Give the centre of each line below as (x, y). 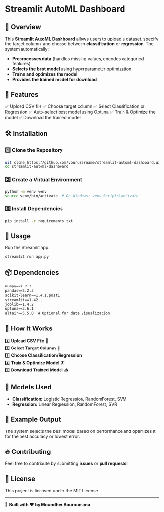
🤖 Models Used (29, 387)
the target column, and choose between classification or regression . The (79, 44)
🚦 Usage (18, 236)
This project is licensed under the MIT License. (52, 491)
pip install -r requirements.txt (39, 221)
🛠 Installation (26, 133)
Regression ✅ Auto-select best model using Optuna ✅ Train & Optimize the (80, 112)
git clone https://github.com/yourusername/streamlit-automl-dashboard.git (84, 162)
